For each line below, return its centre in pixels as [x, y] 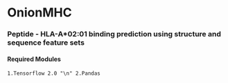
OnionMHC [40, 13]
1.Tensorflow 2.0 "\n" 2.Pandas [54, 73]
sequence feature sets [46, 43]
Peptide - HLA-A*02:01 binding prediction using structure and [114, 34]
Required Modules [34, 59]
